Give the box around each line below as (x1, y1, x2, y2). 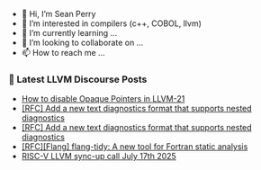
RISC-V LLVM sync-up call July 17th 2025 (21, 151, 176, 162)
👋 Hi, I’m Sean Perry (21, 9, 96, 19)
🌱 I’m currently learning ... (21, 28, 118, 38)
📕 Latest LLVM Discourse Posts (8, 73, 148, 85)
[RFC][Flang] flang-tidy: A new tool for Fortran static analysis (21, 141, 248, 152)
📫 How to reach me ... (21, 48, 105, 58)
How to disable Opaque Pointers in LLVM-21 (21, 94, 185, 104)
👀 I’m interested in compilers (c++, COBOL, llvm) (21, 18, 202, 29)
